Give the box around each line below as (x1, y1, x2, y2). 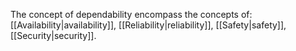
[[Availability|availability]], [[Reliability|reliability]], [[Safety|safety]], (10, 19, 287, 31)
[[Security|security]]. (10, 30, 97, 41)
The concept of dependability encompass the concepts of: (10, 9, 253, 20)
